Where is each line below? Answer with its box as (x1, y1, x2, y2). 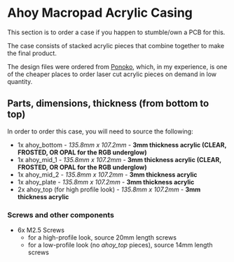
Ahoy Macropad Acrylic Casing (7, 5, 193, 21)
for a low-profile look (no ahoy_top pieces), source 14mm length (27, 241, 213, 249)
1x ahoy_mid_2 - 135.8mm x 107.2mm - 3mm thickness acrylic (17, 170, 198, 179)
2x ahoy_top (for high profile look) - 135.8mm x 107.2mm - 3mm (17, 185, 201, 194)
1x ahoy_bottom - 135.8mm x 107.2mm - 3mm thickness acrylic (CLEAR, (17, 140, 227, 149)
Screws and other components (7, 210, 114, 219)
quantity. (7, 77, 33, 85)
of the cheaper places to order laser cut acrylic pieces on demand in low (7, 70, 217, 78)
